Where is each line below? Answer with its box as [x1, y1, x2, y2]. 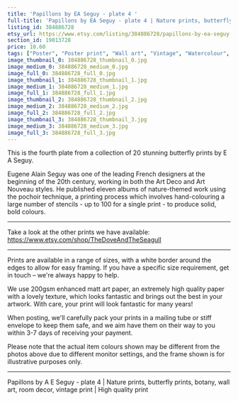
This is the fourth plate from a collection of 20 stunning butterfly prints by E [7, 148, 228, 157]
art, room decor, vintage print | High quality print [7, 385, 149, 394]
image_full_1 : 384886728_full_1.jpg [7, 89, 115, 97]
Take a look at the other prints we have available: [7, 228, 150, 236]
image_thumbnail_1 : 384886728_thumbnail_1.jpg [7, 76, 147, 84]
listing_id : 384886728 [7, 23, 74, 31]
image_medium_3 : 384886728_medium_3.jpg [7, 122, 129, 130]
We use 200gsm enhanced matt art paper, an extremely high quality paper [7, 285, 225, 293]
